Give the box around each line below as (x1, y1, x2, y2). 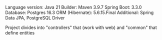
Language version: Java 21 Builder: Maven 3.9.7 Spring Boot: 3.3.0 (5, 4, 142, 10)
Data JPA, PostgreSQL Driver (5, 15, 65, 20)
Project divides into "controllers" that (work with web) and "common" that (5, 24, 157, 30)
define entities (5, 30, 35, 35)
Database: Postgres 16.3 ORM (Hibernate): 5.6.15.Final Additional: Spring (5, 9, 154, 15)
